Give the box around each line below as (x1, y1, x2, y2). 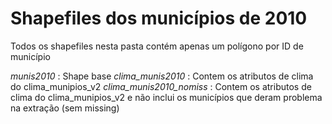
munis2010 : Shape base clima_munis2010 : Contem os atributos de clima (10, 70, 314, 82)
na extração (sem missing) (10, 102, 120, 114)
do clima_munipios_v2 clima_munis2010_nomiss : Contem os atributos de (10, 80, 312, 92)
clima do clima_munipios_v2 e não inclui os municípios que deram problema (10, 91, 323, 103)
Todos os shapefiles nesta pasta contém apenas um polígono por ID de (10, 40, 304, 52)
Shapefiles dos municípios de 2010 (10, 7, 308, 30)
